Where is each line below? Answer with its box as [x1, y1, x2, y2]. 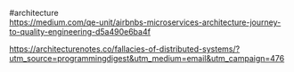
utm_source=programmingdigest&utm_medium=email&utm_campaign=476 [9, 53, 285, 63]
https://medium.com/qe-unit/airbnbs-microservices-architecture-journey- [9, 17, 282, 28]
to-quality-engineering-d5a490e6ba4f [9, 27, 151, 36]
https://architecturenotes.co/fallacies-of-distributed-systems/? [9, 44, 241, 54]
